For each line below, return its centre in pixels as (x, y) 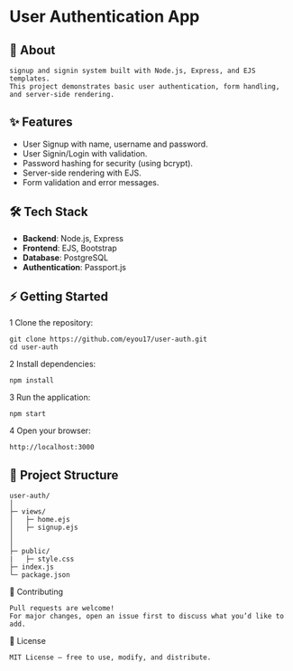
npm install (32, 381)
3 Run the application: (50, 397)
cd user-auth (34, 347)
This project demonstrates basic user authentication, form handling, (145, 87)
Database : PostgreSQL (65, 257)
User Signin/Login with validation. (85, 153)
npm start (28, 414)
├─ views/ (28, 512)
